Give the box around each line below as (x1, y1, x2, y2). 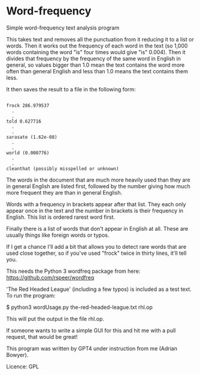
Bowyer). (6, 351, 29, 358)
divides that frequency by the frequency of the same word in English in (6, 55, 181, 62)
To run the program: (6, 291, 56, 299)
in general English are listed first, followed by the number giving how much (6, 182, 190, 190)
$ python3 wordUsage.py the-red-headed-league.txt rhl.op (6, 303, 153, 311)
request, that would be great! (6, 333, 78, 340)
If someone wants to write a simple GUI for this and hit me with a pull (6, 326, 176, 334)
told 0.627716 (6, 118, 42, 124)
